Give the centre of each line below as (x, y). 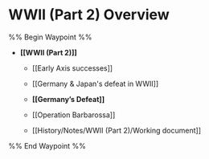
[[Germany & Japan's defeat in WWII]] (95, 84)
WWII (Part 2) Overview (89, 15)
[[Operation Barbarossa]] (74, 115)
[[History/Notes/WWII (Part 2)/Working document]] (116, 130)
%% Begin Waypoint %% (50, 37)
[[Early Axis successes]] (72, 68)
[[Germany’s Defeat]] (68, 99)
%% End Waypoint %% (47, 145)
